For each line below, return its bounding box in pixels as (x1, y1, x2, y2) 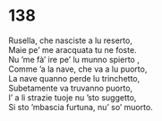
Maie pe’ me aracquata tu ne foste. (8, 44, 137, 55)
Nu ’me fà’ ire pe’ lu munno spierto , (8, 54, 140, 65)
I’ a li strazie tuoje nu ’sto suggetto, (8, 91, 137, 103)
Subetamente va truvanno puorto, (8, 82, 133, 93)
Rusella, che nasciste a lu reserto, (8, 35, 133, 46)
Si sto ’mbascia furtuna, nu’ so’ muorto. (8, 101, 153, 112)
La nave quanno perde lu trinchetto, (8, 73, 141, 83)
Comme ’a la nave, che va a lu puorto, (8, 64, 148, 74)
